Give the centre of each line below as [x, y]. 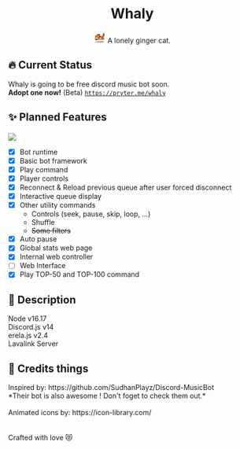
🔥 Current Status [50, 65]
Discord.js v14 [31, 327]
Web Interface [42, 266]
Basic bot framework [54, 160]
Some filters [51, 231]
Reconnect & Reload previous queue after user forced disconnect [126, 187]
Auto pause [38, 239]
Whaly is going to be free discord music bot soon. [89, 84]
